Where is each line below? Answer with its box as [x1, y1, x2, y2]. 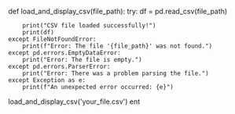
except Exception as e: [8, 77, 86, 84]
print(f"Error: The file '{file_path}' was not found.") [22, 42, 213, 50]
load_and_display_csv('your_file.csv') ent [8, 97, 141, 106]
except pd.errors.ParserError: [8, 62, 111, 70]
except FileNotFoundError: [8, 35, 97, 43]
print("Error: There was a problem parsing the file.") [22, 69, 210, 77]
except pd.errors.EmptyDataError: [8, 49, 122, 57]
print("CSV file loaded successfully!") [22, 22, 156, 30]
